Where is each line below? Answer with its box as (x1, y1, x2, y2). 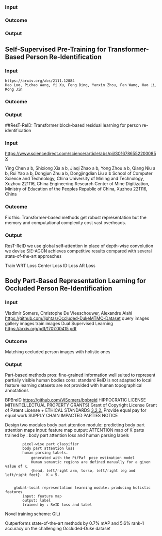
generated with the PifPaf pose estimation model (31, 456, 135, 460)
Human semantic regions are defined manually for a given (31, 460, 151, 465)
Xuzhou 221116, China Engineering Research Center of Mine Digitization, (5, 181, 149, 187)
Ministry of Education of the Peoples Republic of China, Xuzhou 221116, (5, 186, 148, 192)
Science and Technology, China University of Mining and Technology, (5, 175, 145, 182)
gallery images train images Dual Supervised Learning (5, 320, 113, 326)
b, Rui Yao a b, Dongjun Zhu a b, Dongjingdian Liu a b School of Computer (5, 171, 153, 176)
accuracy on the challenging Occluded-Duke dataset (5, 526, 111, 532)
